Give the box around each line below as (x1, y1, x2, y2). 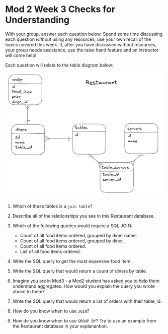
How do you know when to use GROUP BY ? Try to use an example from (12, 317, 157, 323)
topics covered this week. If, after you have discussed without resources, (5, 41, 157, 47)
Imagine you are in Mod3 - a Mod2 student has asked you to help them (12, 278, 160, 284)
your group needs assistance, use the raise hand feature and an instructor (5, 47, 159, 53)
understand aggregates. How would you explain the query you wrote (12, 283, 155, 289)
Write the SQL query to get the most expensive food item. (12, 258, 132, 264)
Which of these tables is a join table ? (12, 203, 93, 209)
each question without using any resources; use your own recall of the (5, 36, 151, 42)
